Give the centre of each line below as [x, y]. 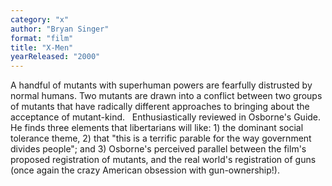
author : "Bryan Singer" [60, 29]
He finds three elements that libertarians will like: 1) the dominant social [157, 128]
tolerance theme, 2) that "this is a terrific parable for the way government [161, 138]
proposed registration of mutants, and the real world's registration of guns [163, 160]
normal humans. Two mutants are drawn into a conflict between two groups [166, 96]
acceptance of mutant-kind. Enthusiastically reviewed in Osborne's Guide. [166, 117]
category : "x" [40, 19]
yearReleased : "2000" [55, 57]
